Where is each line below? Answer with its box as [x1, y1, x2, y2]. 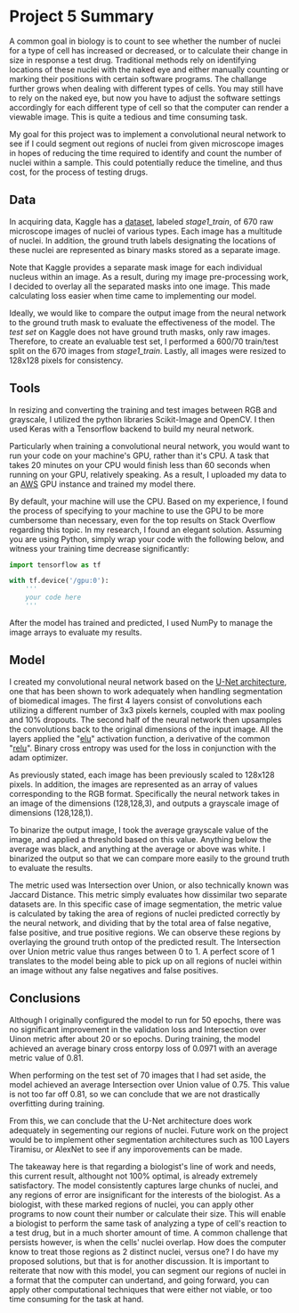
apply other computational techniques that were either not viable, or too [9, 1284, 273, 1294]
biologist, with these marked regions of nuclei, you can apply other [9, 1199, 255, 1210]
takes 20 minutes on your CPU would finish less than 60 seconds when [9, 459, 271, 470]
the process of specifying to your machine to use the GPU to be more [9, 505, 264, 516]
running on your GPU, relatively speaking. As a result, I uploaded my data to [9, 469, 287, 480]
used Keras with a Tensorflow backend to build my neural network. [9, 423, 255, 434]
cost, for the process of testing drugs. [9, 167, 149, 177]
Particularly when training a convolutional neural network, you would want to [9, 440, 291, 451]
